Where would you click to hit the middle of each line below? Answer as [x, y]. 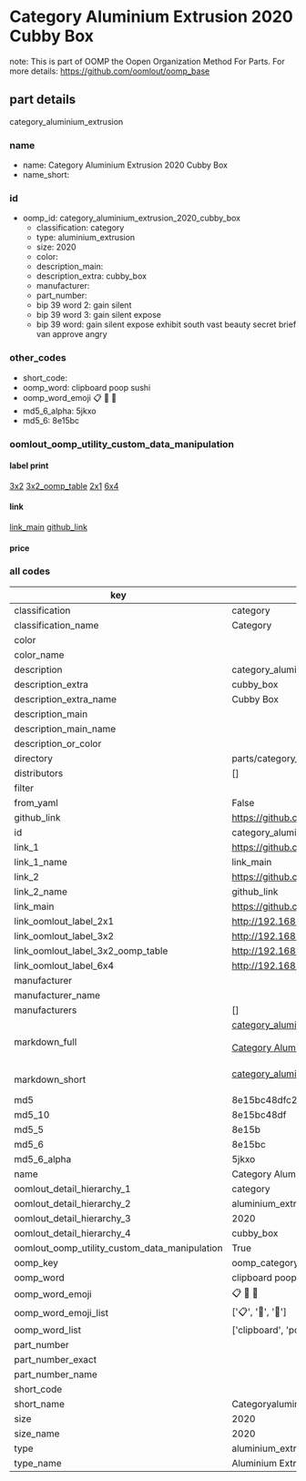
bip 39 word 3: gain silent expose [99, 315]
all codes [30, 571]
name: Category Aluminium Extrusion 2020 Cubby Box [125, 165]
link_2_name [41, 892]
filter [24, 788]
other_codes [38, 358]
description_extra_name [65, 699]
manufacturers [46, 1010]
